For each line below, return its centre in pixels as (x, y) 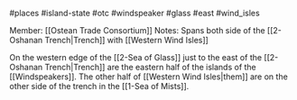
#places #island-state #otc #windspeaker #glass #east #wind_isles (135, 13)
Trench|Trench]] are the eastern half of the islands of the (151, 67)
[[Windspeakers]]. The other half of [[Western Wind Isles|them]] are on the (149, 77)
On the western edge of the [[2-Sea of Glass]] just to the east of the (136, 57)
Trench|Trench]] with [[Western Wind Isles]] (127, 40)
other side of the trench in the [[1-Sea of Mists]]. (99, 86)
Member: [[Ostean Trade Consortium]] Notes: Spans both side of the (137, 30)
